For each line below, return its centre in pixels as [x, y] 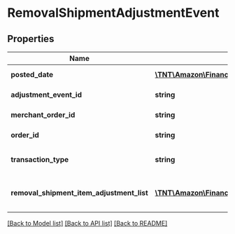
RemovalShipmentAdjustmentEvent [113, 13]
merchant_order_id [43, 115]
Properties [31, 39]
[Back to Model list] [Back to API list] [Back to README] [87, 223]
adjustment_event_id [47, 95]
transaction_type [40, 159]
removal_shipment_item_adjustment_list [79, 193]
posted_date [32, 75]
